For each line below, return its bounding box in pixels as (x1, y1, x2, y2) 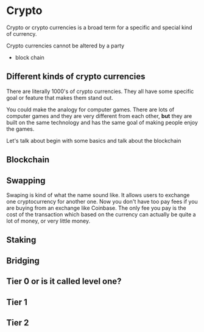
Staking (6, 235, 37, 245)
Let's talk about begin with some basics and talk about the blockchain (6, 137, 181, 144)
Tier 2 (6, 317, 29, 328)
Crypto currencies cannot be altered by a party (6, 42, 125, 49)
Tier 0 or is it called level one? (6, 276, 122, 286)
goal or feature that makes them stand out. (6, 94, 114, 101)
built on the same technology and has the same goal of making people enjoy (6, 119, 198, 126)
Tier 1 (6, 297, 27, 307)
